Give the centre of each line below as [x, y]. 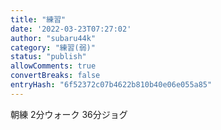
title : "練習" [38, 19]
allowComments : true [53, 66]
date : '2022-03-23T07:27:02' [71, 29]
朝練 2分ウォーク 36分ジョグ [69, 114]
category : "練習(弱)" [53, 47]
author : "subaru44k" [53, 38]
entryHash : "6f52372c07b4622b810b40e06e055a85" [111, 85]
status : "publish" [48, 57]
